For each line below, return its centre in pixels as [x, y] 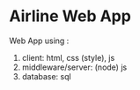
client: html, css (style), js [68, 57]
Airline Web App [70, 16]
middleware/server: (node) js [74, 67]
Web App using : [39, 41]
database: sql [47, 76]
